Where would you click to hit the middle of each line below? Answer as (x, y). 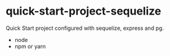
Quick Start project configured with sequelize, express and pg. (85, 28)
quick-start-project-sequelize (83, 11)
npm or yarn (30, 46)
